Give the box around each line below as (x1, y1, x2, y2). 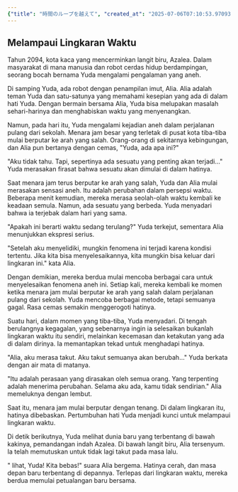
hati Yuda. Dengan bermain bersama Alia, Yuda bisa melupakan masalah (7, 100, 219, 108)
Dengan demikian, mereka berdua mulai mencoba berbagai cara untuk (7, 273, 213, 282)
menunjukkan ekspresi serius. (7, 230, 95, 239)
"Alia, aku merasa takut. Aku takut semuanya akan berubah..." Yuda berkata (7, 353, 228, 362)
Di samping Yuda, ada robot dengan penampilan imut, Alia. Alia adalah (7, 85, 212, 93)
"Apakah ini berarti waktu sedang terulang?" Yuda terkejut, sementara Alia (7, 223, 224, 231)
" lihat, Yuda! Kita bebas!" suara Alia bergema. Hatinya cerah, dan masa (7, 461, 217, 470)
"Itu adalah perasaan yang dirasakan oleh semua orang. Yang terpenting (7, 375, 219, 383)
